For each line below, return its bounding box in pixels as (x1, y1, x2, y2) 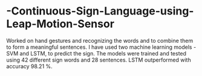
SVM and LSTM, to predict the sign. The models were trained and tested (6, 49, 186, 57)
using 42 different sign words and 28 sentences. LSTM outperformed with (6, 56, 192, 63)
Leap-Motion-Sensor (6, 17, 115, 31)
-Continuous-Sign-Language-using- (6, 4, 194, 18)
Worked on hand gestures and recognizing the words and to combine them (6, 37, 194, 44)
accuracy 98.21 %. (6, 62, 53, 70)
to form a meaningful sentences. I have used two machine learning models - (6, 43, 197, 51)
